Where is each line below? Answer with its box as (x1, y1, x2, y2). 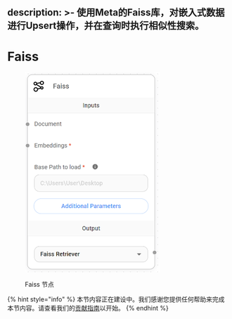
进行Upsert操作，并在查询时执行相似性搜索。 (7, 20, 205, 32)
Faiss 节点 (25, 280, 54, 288)
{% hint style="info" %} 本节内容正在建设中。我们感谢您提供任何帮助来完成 (7, 294, 225, 304)
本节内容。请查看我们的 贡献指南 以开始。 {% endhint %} (7, 304, 169, 312)
